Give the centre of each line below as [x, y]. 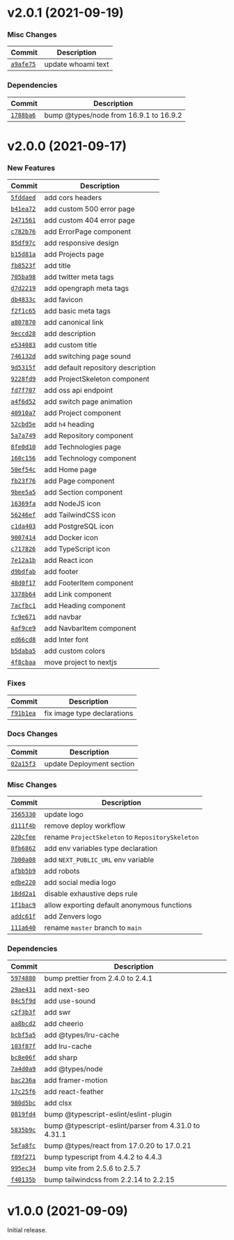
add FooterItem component [89, 583]
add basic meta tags [78, 311]
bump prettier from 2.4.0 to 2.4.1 [99, 978]
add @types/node [73, 1069]
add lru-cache [68, 1046]
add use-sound [70, 1001]
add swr [57, 1013]
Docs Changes [32, 734]
